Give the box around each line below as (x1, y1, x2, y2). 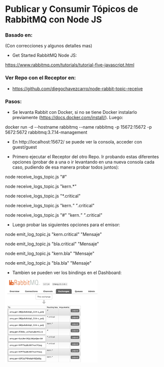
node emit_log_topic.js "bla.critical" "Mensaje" (5, 241, 99, 247)
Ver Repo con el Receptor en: (5, 74, 76, 81)
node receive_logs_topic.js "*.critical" (5, 193, 81, 199)
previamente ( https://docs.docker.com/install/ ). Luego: (12, 115, 124, 121)
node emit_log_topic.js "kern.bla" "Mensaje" (5, 251, 95, 257)
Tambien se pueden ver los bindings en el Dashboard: (12, 270, 122, 275)
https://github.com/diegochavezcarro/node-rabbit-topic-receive (12, 86, 143, 92)
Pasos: (5, 98, 22, 105)
